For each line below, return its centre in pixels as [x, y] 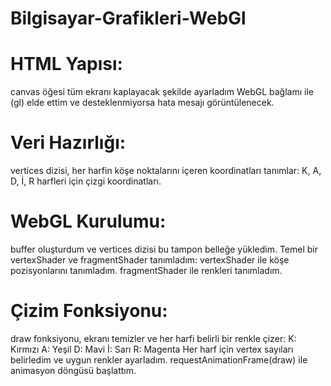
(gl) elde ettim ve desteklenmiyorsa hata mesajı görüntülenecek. [142, 103]
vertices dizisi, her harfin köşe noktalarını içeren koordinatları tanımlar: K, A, [166, 171]
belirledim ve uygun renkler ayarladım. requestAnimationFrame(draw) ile [159, 359]
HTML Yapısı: [66, 64]
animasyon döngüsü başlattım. [73, 370]
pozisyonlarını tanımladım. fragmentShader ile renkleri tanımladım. [146, 270]
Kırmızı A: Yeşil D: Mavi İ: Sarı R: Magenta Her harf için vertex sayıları [152, 349]
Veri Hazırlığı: [68, 143]
